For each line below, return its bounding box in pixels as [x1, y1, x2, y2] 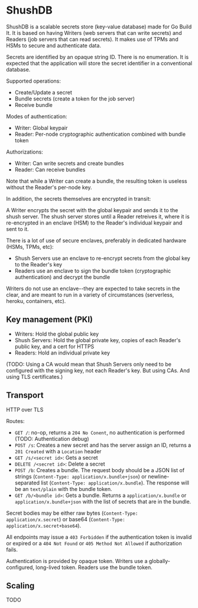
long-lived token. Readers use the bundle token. [35, 564, 152, 571]
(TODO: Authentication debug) [14, 435, 90, 442]
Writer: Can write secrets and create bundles [14, 160, 124, 167]
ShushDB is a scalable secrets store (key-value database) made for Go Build [6, 23, 192, 30]
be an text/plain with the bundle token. [14, 485, 112, 492]
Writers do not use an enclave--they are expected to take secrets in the [6, 285, 180, 292]
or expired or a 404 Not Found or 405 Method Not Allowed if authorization [6, 539, 182, 547]
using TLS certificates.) [6, 373, 63, 380]
